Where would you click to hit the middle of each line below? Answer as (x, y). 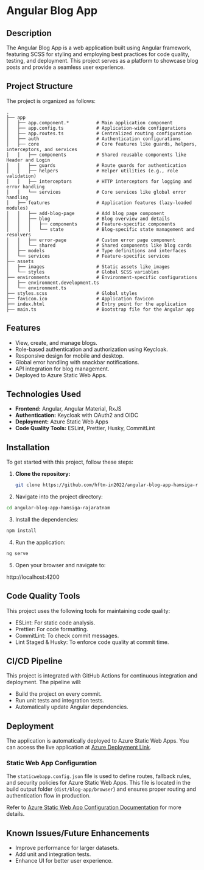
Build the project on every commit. (58, 694)
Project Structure (40, 86)
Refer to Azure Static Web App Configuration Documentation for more (94, 807)
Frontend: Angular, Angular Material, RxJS (68, 409)
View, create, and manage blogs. (56, 342)
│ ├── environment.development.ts (53, 283)
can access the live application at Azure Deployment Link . (79, 748)
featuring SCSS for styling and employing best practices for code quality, (98, 54)
